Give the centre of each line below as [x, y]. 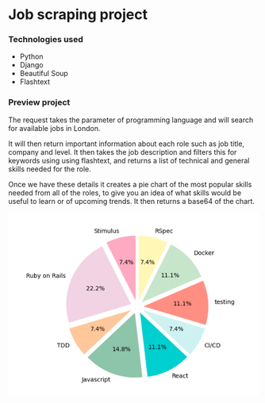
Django [31, 65]
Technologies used [46, 40]
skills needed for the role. [50, 169]
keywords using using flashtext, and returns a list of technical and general [129, 160]
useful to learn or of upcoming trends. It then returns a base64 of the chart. [132, 201]
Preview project [39, 102]
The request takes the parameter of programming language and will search [131, 120]
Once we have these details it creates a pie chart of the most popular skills [130, 184]
